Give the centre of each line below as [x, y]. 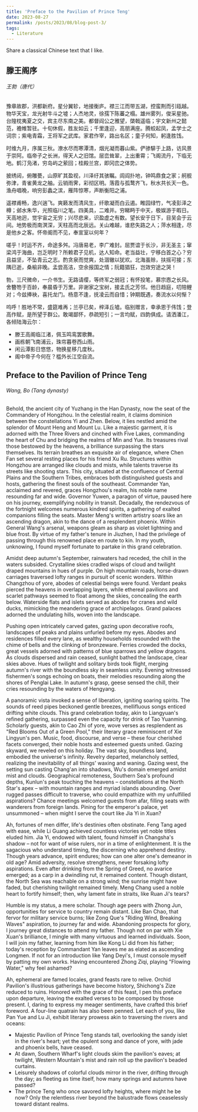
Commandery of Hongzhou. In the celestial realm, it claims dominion [89, 415]
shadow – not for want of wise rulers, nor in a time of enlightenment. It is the [99, 844]
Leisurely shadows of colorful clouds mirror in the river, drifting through [101, 1072]
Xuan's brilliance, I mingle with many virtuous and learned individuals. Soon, [99, 937]
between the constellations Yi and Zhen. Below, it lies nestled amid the [91, 421]
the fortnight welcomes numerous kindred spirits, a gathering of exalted [93, 509]
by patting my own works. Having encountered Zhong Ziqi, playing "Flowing [98, 962]
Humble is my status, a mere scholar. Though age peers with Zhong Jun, [94, 905]
